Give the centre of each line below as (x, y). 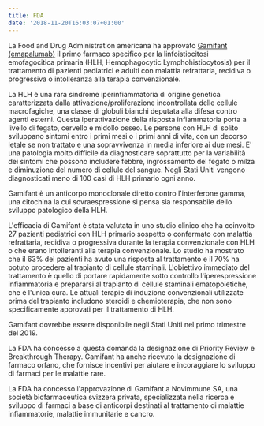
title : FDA (26, 15)
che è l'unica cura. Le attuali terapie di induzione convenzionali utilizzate (126, 292)
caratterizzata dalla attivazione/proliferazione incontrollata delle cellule (123, 103)
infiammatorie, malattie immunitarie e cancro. (82, 413)
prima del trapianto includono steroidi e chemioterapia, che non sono (120, 301)
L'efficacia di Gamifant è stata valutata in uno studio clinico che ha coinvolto (131, 225)
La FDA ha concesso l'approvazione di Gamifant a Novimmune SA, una (123, 388)
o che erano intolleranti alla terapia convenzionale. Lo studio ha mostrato (126, 250)
